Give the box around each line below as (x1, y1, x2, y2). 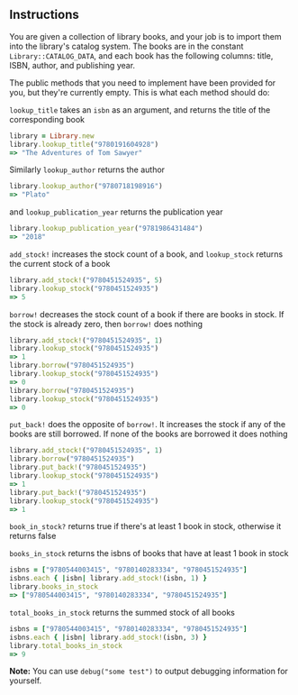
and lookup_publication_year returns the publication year (9, 206, 223, 217)
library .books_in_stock (9, 582, 99, 591)
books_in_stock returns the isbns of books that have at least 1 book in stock (9, 548, 289, 559)
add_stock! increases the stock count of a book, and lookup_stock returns (9, 248, 284, 260)
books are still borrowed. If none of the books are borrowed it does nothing (9, 428, 288, 440)
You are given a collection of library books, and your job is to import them (9, 31, 282, 41)
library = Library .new (9, 131, 95, 141)
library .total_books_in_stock (9, 641, 123, 650)
